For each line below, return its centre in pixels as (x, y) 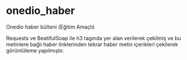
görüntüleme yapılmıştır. (35, 50)
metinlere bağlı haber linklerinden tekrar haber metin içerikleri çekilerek (92, 44)
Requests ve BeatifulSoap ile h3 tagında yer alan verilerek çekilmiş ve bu (94, 38)
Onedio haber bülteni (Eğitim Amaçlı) (50, 27)
